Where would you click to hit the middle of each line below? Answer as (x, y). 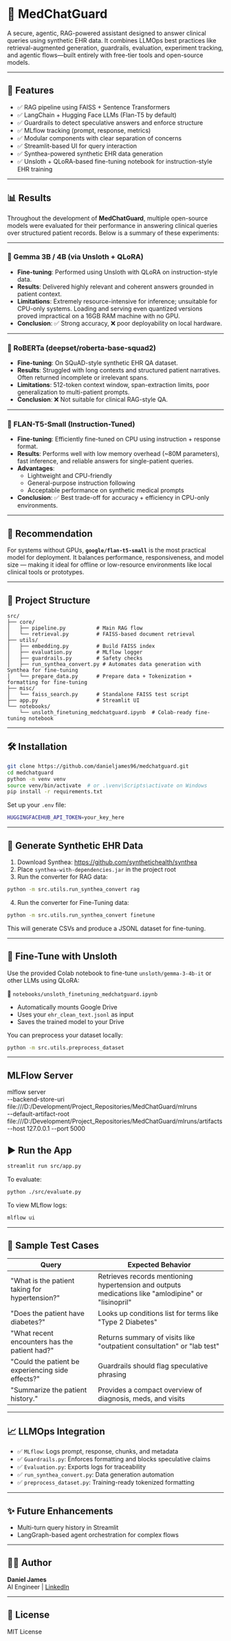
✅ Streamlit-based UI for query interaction (77, 146)
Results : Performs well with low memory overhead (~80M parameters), (118, 454)
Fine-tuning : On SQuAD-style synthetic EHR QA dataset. (98, 363)
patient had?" (32, 1350)
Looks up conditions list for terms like (158, 1313)
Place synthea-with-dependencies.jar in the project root (97, 869)
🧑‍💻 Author (30, 1563)
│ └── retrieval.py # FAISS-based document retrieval (101, 634)
